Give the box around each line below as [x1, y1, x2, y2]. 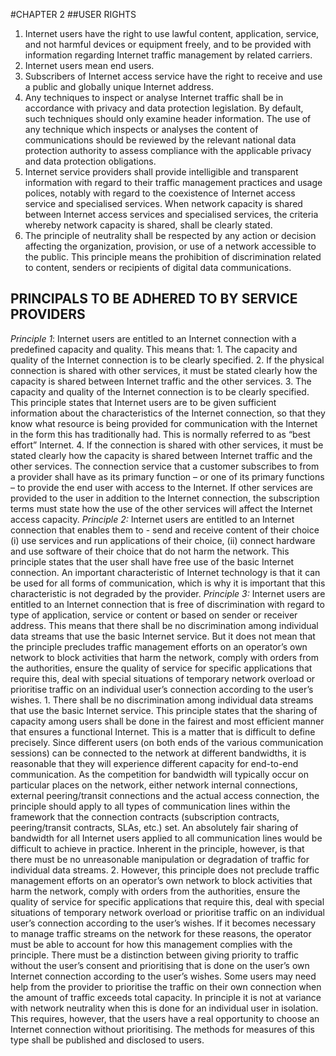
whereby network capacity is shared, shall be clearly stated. [24, 219, 273, 231]
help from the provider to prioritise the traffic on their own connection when [10, 980, 322, 993]
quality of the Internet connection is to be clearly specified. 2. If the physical [10, 354, 325, 366]
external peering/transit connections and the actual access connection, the [10, 789, 320, 801]
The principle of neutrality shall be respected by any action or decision [24, 230, 317, 241]
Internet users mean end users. [24, 60, 155, 71]
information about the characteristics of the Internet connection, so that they [10, 407, 326, 419]
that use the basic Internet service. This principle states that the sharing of [10, 704, 318, 716]
